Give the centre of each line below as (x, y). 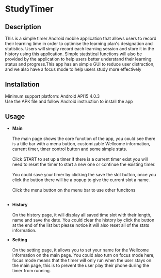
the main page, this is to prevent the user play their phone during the (80, 265)
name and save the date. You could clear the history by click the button (83, 220)
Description (23, 27)
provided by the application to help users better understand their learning (78, 59)
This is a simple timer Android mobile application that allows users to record (81, 38)
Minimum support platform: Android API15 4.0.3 (52, 96)
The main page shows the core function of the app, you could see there (84, 139)
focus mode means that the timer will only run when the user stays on (82, 260)
